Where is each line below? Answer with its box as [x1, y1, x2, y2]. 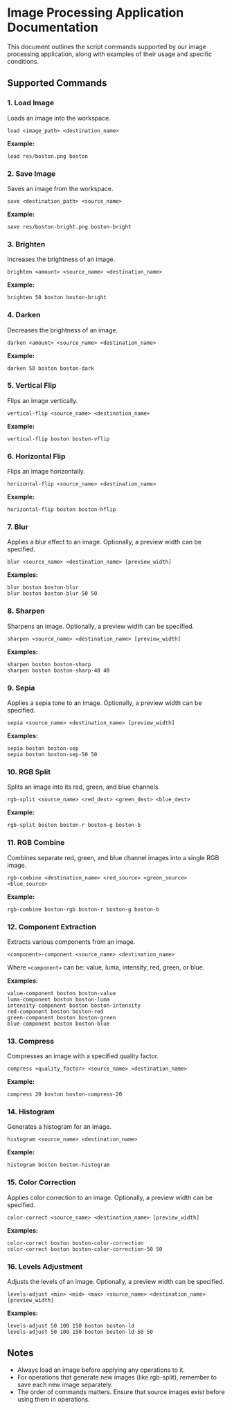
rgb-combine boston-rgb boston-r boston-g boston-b [7, 906, 159, 913]
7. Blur [7, 522, 29, 532]
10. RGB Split [7, 767, 51, 776]
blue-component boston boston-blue [7, 1020, 110, 1027]
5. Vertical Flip [7, 381, 57, 391]
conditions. [7, 57, 39, 65]
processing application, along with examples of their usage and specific [7, 50, 213, 58]
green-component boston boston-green [7, 1014, 116, 1021]
